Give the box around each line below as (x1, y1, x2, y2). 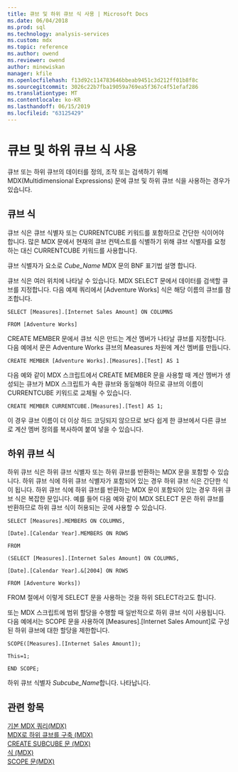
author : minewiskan (7, 63, 65, 70)
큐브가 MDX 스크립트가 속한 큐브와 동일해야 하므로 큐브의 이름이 (26, 379, 204, 388)
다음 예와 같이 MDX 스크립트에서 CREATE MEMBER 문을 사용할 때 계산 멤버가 (7, 371, 224, 379)
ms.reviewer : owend (7, 57, 65, 64)
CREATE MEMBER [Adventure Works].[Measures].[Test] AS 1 (7, 357, 180, 364)
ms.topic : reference (7, 43, 69, 51)
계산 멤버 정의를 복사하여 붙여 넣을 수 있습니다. (14, 425, 144, 433)
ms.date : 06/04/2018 (7, 17, 69, 24)
